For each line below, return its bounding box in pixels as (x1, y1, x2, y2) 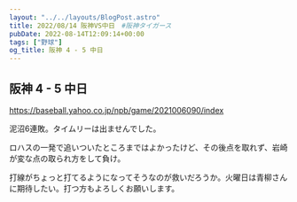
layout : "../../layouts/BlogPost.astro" (9, 12, 161, 22)
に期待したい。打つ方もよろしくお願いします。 (9, 183, 180, 193)
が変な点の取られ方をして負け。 (9, 152, 126, 164)
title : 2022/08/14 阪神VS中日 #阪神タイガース (9, 21, 172, 30)
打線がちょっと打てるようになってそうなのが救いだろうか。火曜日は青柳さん (9, 172, 288, 183)
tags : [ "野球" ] (9, 37, 63, 47)
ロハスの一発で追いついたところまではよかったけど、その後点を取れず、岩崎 (9, 142, 288, 152)
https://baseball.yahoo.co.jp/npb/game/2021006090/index (9, 105, 224, 115)
